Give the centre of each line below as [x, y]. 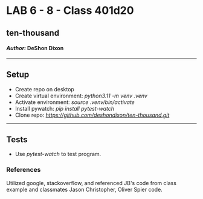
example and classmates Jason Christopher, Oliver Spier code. [85, 189]
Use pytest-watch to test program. [58, 154]
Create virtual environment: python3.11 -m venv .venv [81, 96]
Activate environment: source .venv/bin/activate [75, 102]
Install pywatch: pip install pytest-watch [65, 108]
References [24, 170]
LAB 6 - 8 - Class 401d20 [70, 11]
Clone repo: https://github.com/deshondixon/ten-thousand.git [92, 115]
